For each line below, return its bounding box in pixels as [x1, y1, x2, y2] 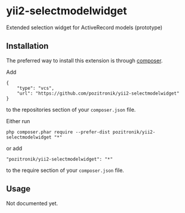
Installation [6, 41, 49, 51]
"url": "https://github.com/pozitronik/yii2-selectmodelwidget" [17, 90, 180, 96]
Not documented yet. [6, 199, 58, 206]
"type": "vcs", [17, 85, 55, 91]
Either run [6, 117, 30, 124]
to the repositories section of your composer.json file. [6, 106, 136, 113]
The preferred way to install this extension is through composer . [6, 57, 163, 64]
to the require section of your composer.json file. [6, 167, 124, 174]
